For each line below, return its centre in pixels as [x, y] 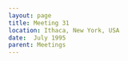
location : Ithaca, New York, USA [64, 30]
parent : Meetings [37, 45]
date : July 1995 [37, 38]
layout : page [30, 15]
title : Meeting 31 [39, 23]
